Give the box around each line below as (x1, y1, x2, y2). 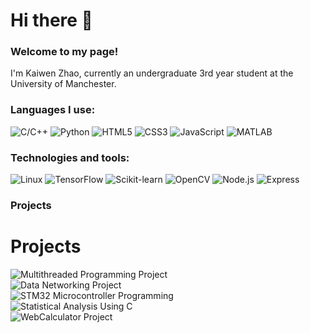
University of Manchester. (10, 78, 117, 90)
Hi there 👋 (10, 9, 93, 32)
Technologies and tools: (10, 150, 130, 164)
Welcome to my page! (10, 45, 119, 59)
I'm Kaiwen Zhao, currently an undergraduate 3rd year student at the (10, 67, 294, 79)
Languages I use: (10, 103, 96, 117)
